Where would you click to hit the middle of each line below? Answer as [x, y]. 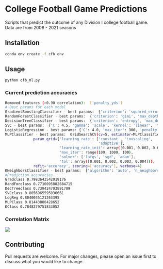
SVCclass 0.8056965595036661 [34, 193]
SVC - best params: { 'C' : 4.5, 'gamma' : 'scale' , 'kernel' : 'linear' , [79, 125]
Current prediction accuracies [41, 93]
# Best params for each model [36, 107]
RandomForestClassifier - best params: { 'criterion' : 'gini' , [70, 117]
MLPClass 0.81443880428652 [32, 202]
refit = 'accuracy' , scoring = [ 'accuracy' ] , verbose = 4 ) [88, 166]
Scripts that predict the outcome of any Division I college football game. [77, 22]
